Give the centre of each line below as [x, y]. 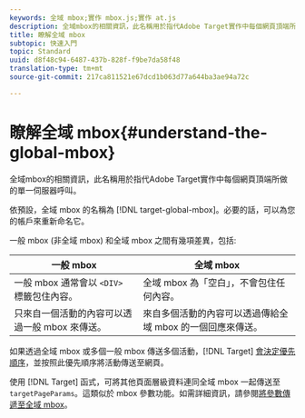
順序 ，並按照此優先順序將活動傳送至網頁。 [89, 362]
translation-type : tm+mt [56, 69]
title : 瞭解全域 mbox [48, 35]
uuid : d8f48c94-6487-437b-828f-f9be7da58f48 [95, 60]
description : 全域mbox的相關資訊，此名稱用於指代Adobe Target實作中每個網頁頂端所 [153, 26]
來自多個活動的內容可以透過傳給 [211, 313]
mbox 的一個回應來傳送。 [208, 326]
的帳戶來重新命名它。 [49, 221]
